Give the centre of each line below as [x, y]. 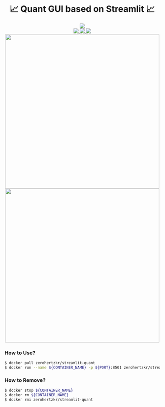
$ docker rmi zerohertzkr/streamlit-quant [49, 400]
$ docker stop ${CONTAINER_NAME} [39, 390]
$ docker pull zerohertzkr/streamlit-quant [50, 363]
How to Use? [20, 353]
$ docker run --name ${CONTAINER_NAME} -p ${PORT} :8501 [63, 368]
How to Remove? [25, 380]
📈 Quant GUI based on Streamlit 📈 [82, 9]
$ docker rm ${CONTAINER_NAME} [37, 395]
